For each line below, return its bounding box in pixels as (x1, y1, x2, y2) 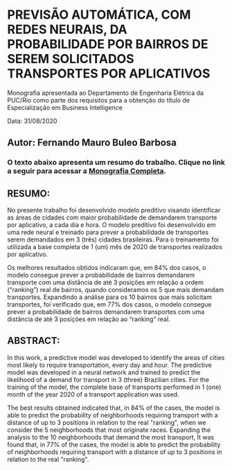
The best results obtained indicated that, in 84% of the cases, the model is (7, 404, 220, 412)
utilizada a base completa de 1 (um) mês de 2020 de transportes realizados (7, 243, 223, 251)
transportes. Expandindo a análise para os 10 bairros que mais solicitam (7, 293, 213, 301)
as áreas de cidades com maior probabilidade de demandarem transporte (7, 213, 217, 222)
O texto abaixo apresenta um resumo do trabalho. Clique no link (7, 158, 226, 168)
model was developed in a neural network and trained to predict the (7, 368, 201, 377)
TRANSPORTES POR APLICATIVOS (7, 66, 211, 82)
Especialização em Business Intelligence (7, 103, 123, 111)
